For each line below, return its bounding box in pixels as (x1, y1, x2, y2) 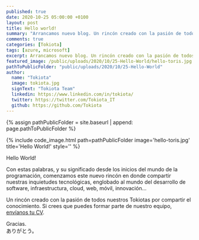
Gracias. (6, 220, 27, 227)
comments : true (6, 36, 44, 42)
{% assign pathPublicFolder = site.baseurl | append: (6, 119, 133, 126)
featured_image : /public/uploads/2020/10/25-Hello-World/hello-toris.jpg (6, 58, 192, 64)
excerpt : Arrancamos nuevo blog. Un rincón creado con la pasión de (6, 53, 179, 59)
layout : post (6, 20, 38, 25)
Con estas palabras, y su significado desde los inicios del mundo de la (6, 165, 178, 172)
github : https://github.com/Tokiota (11, 102, 102, 108)
